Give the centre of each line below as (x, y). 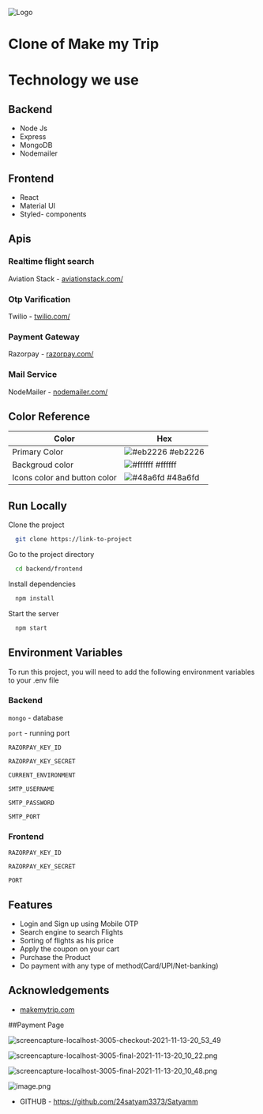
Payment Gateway (44, 337)
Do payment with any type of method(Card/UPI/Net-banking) (119, 965)
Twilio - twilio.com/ (39, 316)
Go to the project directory (51, 555)
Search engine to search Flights (71, 931)
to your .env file (34, 680)
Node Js (33, 128)
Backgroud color (43, 465)
